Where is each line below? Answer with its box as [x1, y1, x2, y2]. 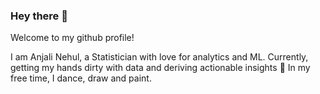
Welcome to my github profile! [10, 32, 135, 44]
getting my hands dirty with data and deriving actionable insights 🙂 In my [10, 62, 311, 74]
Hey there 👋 [10, 9, 68, 23]
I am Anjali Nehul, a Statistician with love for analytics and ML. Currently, [10, 51, 309, 63]
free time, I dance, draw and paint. [10, 72, 152, 84]
